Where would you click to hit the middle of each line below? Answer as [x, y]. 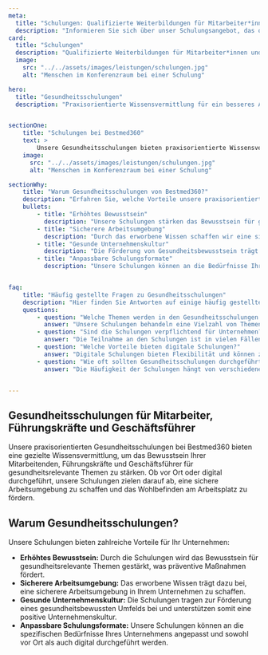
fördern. [22, 498]
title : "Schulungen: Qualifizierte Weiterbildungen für [110, 23]
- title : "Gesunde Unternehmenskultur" [103, 244]
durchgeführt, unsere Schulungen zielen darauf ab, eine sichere [114, 481]
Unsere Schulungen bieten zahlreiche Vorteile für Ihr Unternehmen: [119, 542]
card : [17, 38]
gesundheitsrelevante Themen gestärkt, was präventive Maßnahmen [133, 566]
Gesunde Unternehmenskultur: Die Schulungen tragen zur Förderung [136, 600]
